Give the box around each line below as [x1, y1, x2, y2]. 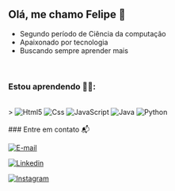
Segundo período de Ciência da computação [19, 29, 166, 38]
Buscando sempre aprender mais [19, 45, 129, 55]
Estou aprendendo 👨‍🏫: [8, 81, 97, 92]
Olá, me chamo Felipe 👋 [8, 8, 126, 21]
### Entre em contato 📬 [8, 124, 90, 135]
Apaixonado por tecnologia [19, 37, 108, 47]
